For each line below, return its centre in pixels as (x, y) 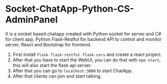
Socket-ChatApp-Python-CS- (70, 9)
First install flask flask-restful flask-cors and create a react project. (87, 54)
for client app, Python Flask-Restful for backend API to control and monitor (83, 39)
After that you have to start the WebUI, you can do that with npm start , (87, 60)
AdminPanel (32, 20)
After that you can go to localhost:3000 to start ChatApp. (73, 71)
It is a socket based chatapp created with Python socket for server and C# (83, 34)
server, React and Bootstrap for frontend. (48, 44)
